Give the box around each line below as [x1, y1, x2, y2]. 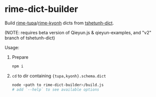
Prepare [11, 54, 28, 60]
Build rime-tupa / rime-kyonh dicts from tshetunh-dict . [4, 20, 114, 26]
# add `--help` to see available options [11, 87, 99, 92]
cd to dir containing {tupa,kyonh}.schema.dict [11, 73, 106, 79]
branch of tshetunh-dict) [4, 35, 55, 41]
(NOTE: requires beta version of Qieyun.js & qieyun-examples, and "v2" [4, 29, 152, 35]
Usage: [4, 44, 19, 50]
